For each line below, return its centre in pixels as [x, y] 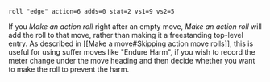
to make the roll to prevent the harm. [69, 69]
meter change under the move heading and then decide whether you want [132, 61]
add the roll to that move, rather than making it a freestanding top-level [126, 35]
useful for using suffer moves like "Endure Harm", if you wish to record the [132, 52]
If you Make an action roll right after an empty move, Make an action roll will [135, 27]
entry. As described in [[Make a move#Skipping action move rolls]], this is [131, 43]
